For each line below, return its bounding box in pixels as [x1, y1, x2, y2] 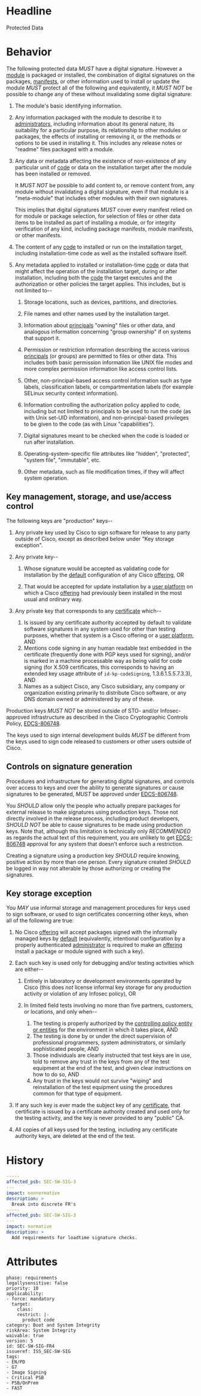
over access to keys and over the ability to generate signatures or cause [6, 784, 184, 791]
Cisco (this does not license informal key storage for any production [23, 984, 191, 991]
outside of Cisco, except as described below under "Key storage [14, 535, 175, 542]
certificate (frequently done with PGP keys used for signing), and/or [23, 650, 191, 658]
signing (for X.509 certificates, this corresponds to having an [23, 663, 175, 671]
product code [22, 1317, 55, 1323]
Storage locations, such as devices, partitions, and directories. [23, 298, 178, 306]
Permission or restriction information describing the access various [23, 346, 190, 353]
